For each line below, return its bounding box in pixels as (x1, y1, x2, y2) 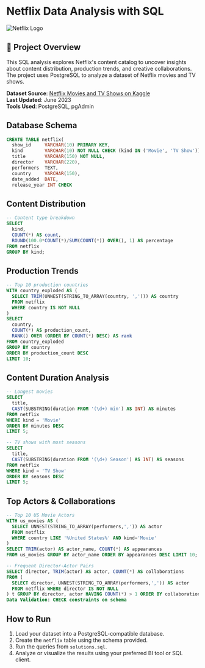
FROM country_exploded (6, 339, 64, 345)
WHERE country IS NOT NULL (12, 304, 81, 311)
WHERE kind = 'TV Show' (6, 468, 67, 474)
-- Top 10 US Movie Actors (6, 512, 75, 519)
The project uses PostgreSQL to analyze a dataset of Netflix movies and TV (6, 71, 196, 79)
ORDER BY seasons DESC (6, 473, 64, 479)
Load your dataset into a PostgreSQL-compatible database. (15, 630, 165, 637)
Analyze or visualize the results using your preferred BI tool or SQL (15, 650, 183, 656)
